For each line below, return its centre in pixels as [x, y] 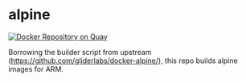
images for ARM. [36, 68]
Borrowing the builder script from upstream [80, 52]
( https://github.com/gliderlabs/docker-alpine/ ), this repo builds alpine [123, 61]
